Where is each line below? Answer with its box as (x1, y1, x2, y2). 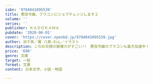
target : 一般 (5, 58, 31, 63)
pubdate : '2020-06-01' (5, 30, 52, 35)
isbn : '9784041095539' (5, 7, 52, 12)
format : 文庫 (5, 62, 31, 67)
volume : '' (5, 16, 28, 21)
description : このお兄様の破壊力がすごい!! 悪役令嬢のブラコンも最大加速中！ (5, 44, 150, 49)
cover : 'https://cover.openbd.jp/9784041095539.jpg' (5, 35, 117, 40)
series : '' (5, 21, 28, 26)
